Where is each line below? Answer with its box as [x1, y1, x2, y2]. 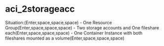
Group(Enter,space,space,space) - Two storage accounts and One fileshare [5, 24, 160, 30]
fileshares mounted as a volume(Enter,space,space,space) [5, 35, 124, 41]
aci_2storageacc [5, 3, 75, 15]
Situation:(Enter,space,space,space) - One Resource [5, 20, 112, 25]
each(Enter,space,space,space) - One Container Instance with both [5, 30, 143, 36]
